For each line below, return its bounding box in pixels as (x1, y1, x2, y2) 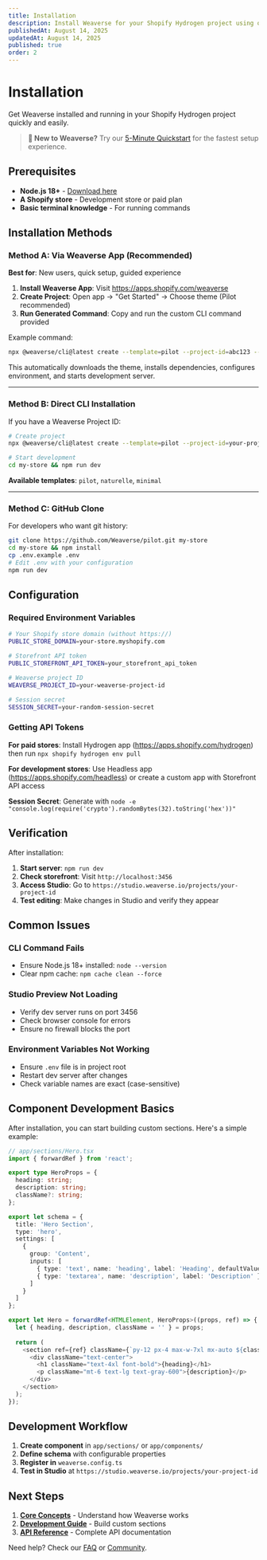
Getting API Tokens (8, 722, 84, 733)
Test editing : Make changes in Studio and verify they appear (19, 895, 219, 905)
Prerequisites (8, 165, 76, 179)
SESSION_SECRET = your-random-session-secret (8, 703, 155, 711)
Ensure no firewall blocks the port (19, 1024, 130, 1033)
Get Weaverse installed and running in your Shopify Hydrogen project (8, 109, 236, 119)
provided (19, 317, 50, 327)
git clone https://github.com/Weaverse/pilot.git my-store (8, 536, 208, 544)
